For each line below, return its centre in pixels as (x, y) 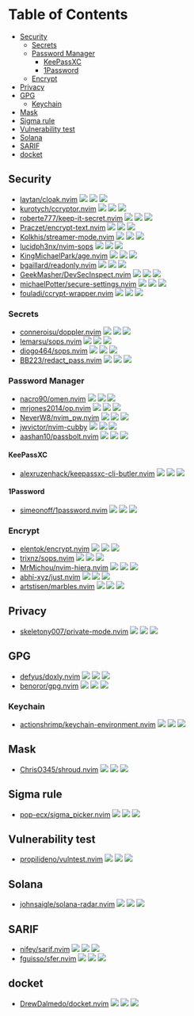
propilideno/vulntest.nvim (61, 859)
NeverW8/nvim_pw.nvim (59, 418)
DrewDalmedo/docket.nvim (64, 1003)
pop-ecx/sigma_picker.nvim (65, 814)
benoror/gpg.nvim (49, 686)
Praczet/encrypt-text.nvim (63, 227)
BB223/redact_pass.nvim (61, 360)
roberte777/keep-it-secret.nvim (71, 218)
